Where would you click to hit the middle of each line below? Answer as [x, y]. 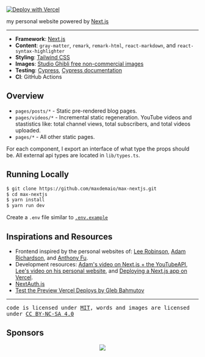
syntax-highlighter [40, 51]
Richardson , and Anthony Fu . [52, 258]
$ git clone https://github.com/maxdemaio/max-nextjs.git [81, 189]
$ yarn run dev [26, 206]
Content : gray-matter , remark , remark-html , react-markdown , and [95, 45]
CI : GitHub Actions [38, 77]
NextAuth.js [30, 284]
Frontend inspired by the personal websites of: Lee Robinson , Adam [100, 251]
